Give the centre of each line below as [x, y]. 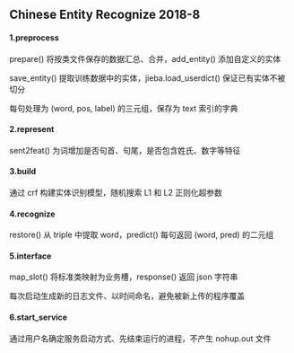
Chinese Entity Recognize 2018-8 [105, 15]
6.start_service [39, 317]
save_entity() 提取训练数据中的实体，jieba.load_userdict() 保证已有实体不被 [147, 78]
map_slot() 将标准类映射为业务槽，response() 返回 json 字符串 [124, 277]
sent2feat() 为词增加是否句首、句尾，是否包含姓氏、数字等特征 [125, 150]
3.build [23, 172]
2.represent [32, 129]
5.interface [30, 256]
